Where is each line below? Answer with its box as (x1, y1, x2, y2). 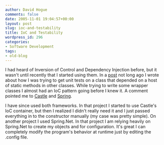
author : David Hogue (5, 7, 48, 12)
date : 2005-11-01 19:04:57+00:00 (5, 16, 74, 21)
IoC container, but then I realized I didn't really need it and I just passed (5, 108, 150, 114)
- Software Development (5, 44, 54, 49)
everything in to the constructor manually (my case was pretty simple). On (5, 113, 157, 119)
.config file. (5, 134, 28, 140)
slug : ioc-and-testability (5, 26, 61, 31)
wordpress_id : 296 (5, 35, 43, 40)
